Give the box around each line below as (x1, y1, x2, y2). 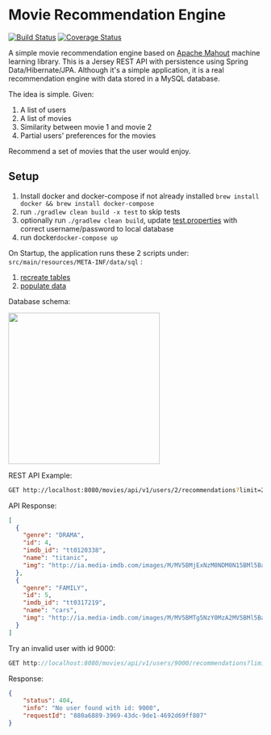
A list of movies (19, 113, 72, 123)
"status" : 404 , (23, 696, 74, 705)
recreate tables (19, 272, 71, 282)
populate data (19, 281, 67, 290)
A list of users (19, 105, 67, 115)
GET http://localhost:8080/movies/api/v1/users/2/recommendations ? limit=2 (8, 486, 265, 494)
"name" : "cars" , (23, 607, 78, 615)
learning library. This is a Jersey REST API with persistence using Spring (8, 56, 248, 66)
